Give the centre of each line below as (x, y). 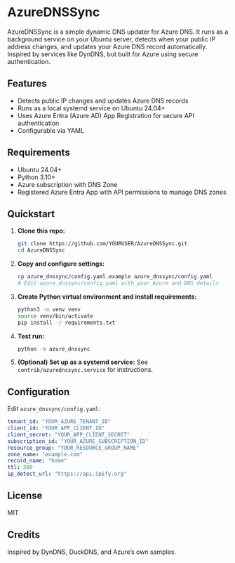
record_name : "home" (38, 461)
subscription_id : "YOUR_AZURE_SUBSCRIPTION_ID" (78, 441)
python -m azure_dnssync (54, 349)
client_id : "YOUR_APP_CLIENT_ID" (56, 428)
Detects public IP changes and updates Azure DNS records (103, 101)
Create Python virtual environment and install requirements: (107, 297)
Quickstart (31, 214)
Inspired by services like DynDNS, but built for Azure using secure (103, 54)
